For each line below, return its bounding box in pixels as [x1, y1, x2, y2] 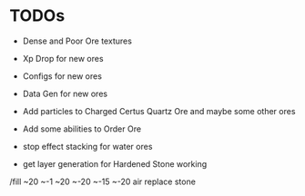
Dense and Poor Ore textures [22, 35, 132, 46]
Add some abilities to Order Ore [22, 123, 142, 134]
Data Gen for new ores [22, 88, 107, 99]
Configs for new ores [22, 70, 103, 82]
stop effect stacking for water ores [22, 141, 153, 152]
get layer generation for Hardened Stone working [22, 158, 208, 169]
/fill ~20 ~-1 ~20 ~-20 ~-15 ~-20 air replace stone [9, 176, 196, 187]
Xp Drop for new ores [22, 53, 104, 64]
